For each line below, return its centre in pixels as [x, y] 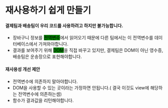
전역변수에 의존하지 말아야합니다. [45, 81]
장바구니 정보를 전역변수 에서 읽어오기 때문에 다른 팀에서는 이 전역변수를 [83, 38]
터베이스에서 [25, 44]
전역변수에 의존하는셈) [40, 94]
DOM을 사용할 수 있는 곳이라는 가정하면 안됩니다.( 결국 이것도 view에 [81, 88]
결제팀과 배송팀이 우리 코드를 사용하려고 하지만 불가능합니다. [64, 25]
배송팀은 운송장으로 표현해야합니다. [47, 57]
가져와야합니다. [54, 44]
